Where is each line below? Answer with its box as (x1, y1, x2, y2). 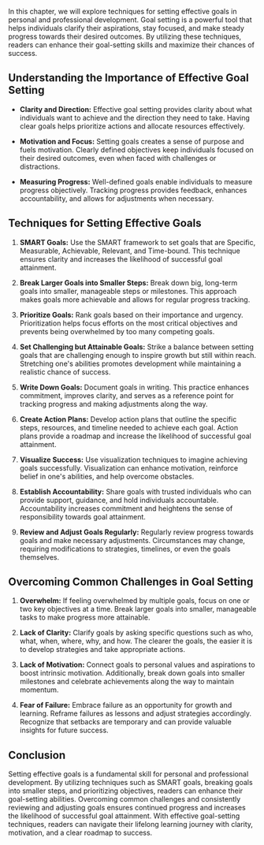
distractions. (19, 162, 61, 171)
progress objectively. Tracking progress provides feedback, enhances (19, 185, 247, 195)
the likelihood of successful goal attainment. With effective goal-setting (8, 811, 240, 821)
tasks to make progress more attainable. (19, 612, 151, 622)
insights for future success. (19, 725, 109, 735)
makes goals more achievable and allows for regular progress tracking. (19, 295, 251, 304)
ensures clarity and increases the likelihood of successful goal (19, 254, 223, 263)
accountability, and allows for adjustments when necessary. (19, 193, 214, 203)
